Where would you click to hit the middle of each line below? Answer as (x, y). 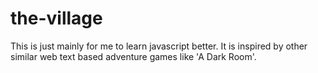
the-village (56, 18)
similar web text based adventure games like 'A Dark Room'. (133, 56)
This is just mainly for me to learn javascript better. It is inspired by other (159, 46)
